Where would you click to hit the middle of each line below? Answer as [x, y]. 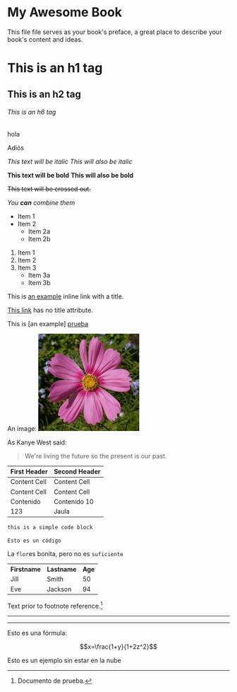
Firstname [25, 570]
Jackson [59, 589]
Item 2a [39, 231]
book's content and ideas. [45, 39]
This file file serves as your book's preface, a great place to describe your [115, 32]
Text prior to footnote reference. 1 [55, 605]
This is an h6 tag [32, 112]
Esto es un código [34, 541]
